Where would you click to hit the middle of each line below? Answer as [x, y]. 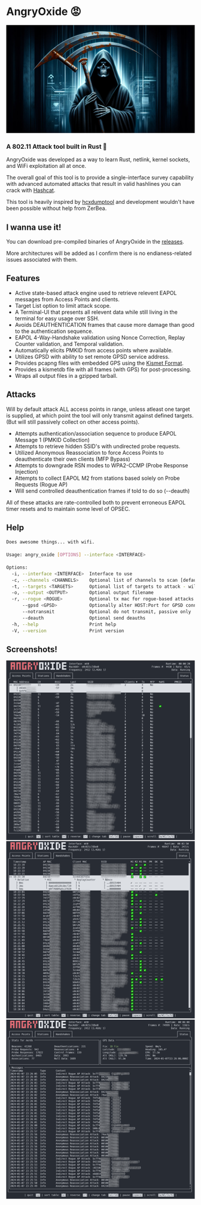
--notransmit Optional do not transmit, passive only [106, 612]
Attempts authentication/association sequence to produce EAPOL [96, 433]
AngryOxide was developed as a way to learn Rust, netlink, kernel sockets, [98, 160]
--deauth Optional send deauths [84, 618]
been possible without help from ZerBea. [57, 208]
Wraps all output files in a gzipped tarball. [66, 375]
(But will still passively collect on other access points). [73, 422]
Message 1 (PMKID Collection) [52, 440]
